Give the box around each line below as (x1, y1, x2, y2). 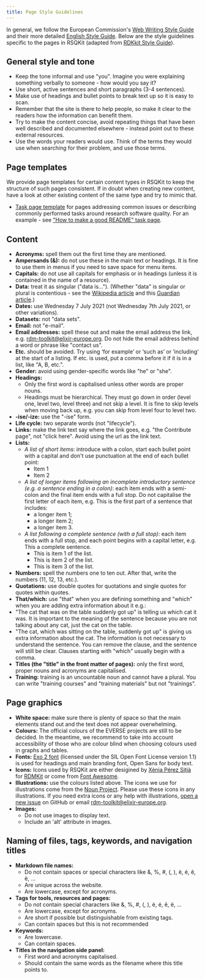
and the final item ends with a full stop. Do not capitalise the (39, 491, 191, 499)
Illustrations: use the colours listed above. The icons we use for (15, 779, 177, 786)
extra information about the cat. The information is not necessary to (15, 635, 187, 642)
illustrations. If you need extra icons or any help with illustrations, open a (15, 792, 198, 799)
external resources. (15, 131, 64, 138)
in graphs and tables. (15, 746, 69, 754)
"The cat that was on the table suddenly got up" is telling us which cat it (15, 608, 197, 616)
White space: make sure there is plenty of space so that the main (15, 714, 181, 721)
